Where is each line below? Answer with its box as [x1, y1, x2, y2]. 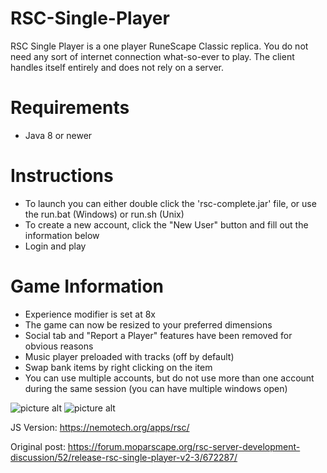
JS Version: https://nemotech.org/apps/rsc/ [10, 421, 190, 433]
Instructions [10, 165, 114, 187]
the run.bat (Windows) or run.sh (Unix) [24, 208, 185, 220]
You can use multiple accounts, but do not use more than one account [24, 372, 315, 384]
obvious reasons [24, 340, 94, 352]
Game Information [10, 275, 164, 297]
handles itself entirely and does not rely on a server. [10, 61, 225, 73]
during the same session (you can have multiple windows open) [24, 382, 288, 394]
